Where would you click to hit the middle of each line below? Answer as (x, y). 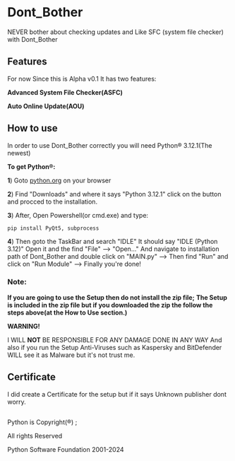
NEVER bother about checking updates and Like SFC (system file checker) (116, 32)
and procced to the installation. (52, 202)
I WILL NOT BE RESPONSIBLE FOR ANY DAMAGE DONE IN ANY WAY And (115, 339)
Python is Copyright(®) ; (42, 422)
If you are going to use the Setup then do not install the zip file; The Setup (117, 297)
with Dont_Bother (32, 39)
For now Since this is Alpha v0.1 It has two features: (82, 78)
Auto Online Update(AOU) (46, 106)
